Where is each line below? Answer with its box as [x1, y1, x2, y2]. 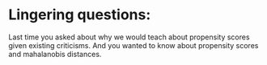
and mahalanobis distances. [8, 49, 102, 59]
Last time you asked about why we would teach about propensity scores [8, 32, 250, 42]
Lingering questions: [8, 6, 151, 24]
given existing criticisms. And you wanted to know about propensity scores [8, 40, 259, 50]
